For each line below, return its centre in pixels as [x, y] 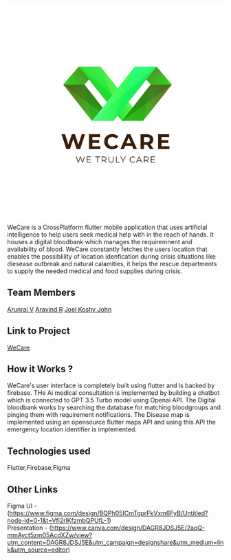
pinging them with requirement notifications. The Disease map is [99, 415]
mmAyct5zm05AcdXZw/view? [50, 535]
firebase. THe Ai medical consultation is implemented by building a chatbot [113, 393]
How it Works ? [40, 369]
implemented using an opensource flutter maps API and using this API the [112, 422]
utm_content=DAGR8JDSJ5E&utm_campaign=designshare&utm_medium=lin [115, 543]
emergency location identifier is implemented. [72, 429]
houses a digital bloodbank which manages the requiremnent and [100, 242]
